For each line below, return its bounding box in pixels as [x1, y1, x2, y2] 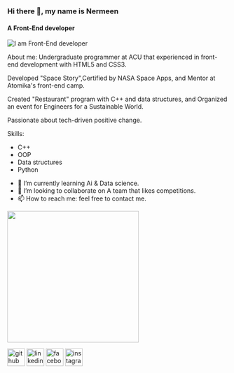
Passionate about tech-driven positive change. [7, 116, 142, 125]
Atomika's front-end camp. [7, 81, 85, 90]
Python [17, 165, 39, 174]
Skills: [7, 130, 25, 138]
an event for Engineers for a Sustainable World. [7, 102, 144, 111]
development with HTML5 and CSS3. [20, 60, 127, 69]
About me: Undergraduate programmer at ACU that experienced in [7, 53, 200, 62]
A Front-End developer [7, 24, 75, 32]
